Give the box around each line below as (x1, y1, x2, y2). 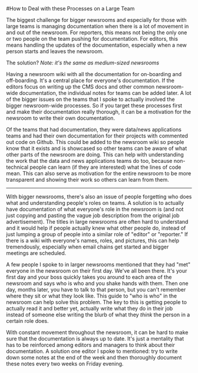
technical (6, 163, 28, 171)
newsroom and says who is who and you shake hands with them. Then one (6, 280, 189, 287)
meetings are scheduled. (6, 250, 67, 256)
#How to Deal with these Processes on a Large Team (6, 5, 135, 12)
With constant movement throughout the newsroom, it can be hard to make (6, 329, 189, 336)
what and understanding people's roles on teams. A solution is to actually (6, 199, 184, 206)
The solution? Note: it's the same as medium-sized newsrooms (6, 59, 160, 66)
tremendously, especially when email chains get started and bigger (6, 243, 169, 250)
